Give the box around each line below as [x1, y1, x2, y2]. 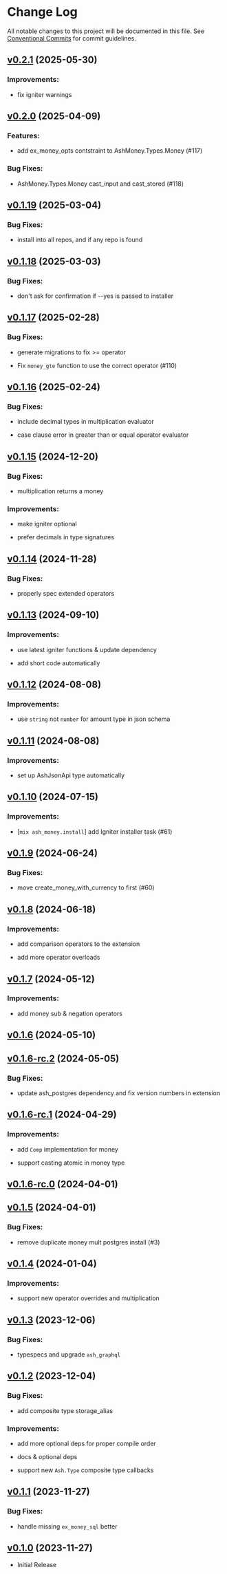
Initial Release [17, 1560, 57, 1568]
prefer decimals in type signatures [17, 533, 115, 541]
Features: [7, 131, 40, 140]
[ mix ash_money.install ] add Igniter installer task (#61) [17, 827, 173, 836]
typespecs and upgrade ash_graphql [17, 1350, 121, 1359]
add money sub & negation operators [17, 1009, 122, 1017]
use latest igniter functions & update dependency [17, 645, 157, 654]
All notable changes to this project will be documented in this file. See [7, 27, 205, 35]
